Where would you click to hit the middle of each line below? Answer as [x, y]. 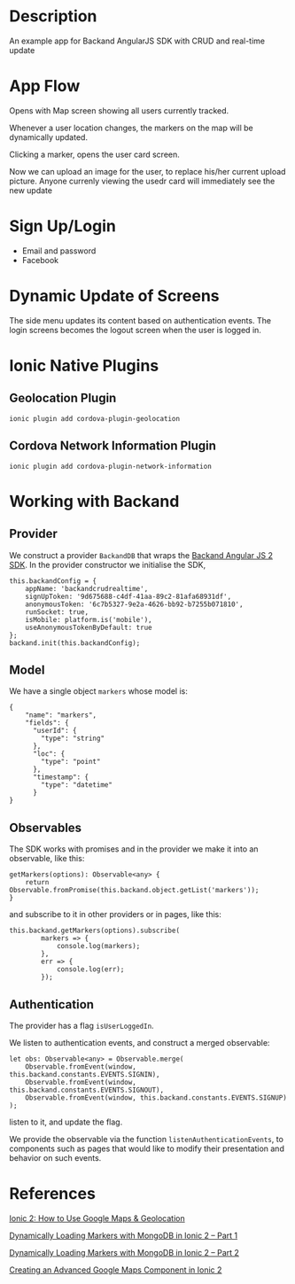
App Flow [45, 86]
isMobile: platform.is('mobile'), [89, 619]
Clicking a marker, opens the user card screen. [94, 154]
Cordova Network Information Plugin [113, 446]
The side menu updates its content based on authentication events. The [140, 320]
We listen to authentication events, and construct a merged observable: [140, 1043]
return [37, 883]
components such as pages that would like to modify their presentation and [147, 1148]
